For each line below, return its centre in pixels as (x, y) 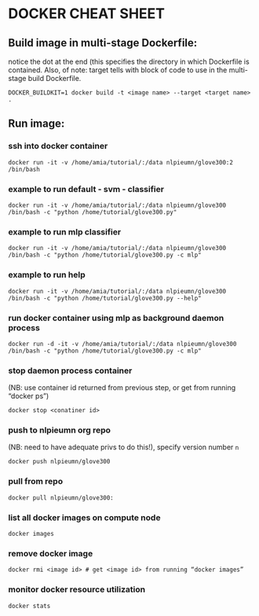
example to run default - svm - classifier (86, 189)
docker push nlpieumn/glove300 (59, 462)
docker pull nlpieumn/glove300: (61, 498)
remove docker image (51, 553)
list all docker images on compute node (84, 518)
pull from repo (36, 481)
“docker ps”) (29, 396)
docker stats (29, 606)
